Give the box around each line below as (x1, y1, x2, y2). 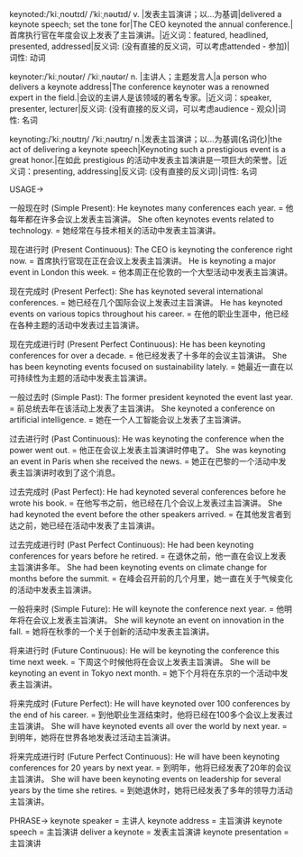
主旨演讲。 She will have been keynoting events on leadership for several (9, 774, 281, 784)
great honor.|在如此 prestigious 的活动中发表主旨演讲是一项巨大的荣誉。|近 (9, 155, 288, 165)
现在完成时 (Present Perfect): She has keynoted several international (9, 286, 263, 296)
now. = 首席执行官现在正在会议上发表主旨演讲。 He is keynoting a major (9, 256, 277, 266)
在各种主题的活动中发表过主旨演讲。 (9, 320, 144, 330)
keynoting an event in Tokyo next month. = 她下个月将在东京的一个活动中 (9, 668, 281, 679)
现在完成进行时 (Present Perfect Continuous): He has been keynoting (9, 339, 266, 350)
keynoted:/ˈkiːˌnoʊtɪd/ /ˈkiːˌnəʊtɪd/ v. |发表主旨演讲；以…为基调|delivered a (9, 9, 282, 19)
